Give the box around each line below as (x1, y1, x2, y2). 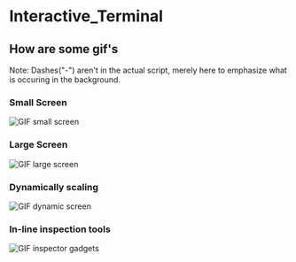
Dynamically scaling (9, 181, 99, 193)
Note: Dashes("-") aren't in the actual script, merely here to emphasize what (9, 65, 288, 75)
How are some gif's (9, 42, 119, 57)
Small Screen (9, 96, 68, 108)
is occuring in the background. (9, 74, 121, 85)
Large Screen (9, 139, 68, 151)
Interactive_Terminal (9, 6, 164, 27)
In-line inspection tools (9, 223, 111, 235)
